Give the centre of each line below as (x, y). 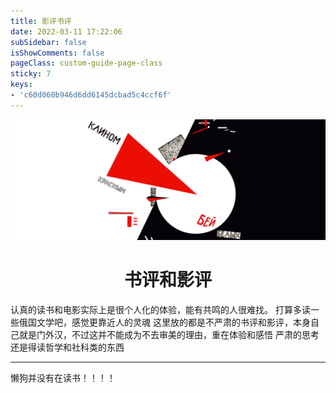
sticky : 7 (31, 74)
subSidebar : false (48, 42)
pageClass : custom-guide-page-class (86, 63)
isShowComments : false (57, 53)
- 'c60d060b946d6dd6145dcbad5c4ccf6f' (91, 95)
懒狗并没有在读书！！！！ (63, 377)
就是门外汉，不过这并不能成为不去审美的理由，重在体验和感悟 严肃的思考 (169, 334)
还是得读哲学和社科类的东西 (67, 347)
